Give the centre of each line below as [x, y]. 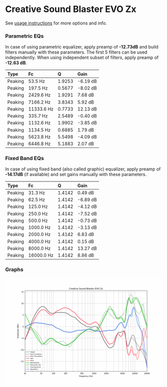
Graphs [14, 269]
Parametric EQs [24, 36]
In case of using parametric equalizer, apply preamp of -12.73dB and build [82, 47]
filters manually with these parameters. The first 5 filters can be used [76, 52]
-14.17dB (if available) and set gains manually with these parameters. [76, 174]
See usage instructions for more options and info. [56, 23]
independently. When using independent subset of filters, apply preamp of [82, 57]
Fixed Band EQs [24, 158]
